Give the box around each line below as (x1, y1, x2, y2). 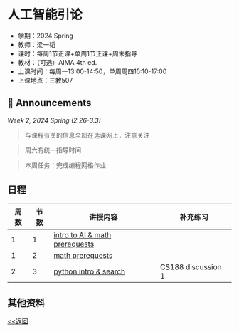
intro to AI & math (53, 229, 112, 239)
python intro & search (53, 266, 126, 276)
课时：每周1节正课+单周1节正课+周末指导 (17, 49, 137, 58)
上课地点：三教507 (17, 76, 73, 84)
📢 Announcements (7, 97, 92, 109)
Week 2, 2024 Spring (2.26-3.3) (7, 115, 102, 125)
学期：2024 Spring (17, 31, 73, 40)
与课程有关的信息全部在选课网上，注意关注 (24, 130, 150, 139)
